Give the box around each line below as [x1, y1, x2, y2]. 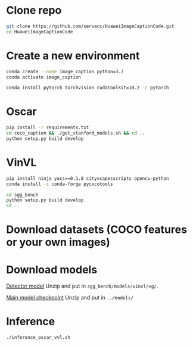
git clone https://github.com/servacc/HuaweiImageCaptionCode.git [6, 23, 175, 29]
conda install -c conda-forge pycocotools [6, 181, 113, 187]
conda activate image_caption [6, 74, 82, 80]
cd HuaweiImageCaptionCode [6, 29, 73, 35]
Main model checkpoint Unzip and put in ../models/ [6, 294, 134, 301]
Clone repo [6, 4, 62, 17]
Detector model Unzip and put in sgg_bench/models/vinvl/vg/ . [6, 282, 158, 289]
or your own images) [6, 236, 110, 249]
